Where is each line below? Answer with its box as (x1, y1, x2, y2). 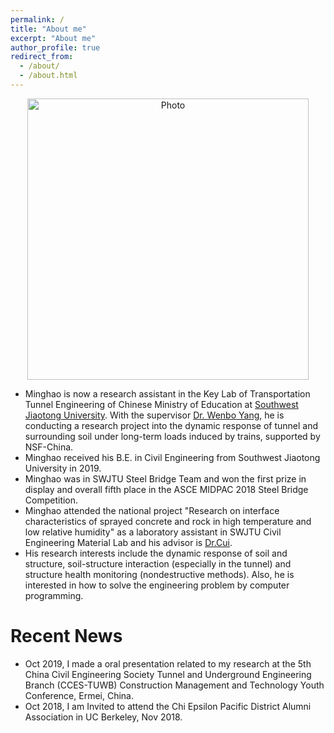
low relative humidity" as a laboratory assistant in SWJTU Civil (24, 526, 282, 538)
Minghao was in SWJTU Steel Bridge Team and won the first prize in (24, 472, 307, 485)
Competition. (24, 494, 79, 506)
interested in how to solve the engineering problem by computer (24, 579, 290, 591)
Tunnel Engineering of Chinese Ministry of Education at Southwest (24, 398, 299, 410)
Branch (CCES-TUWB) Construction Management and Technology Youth (24, 679, 325, 691)
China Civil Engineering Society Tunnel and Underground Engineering (24, 668, 312, 680)
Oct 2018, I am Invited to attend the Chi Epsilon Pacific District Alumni (24, 700, 312, 712)
